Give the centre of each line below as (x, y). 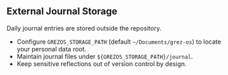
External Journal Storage (62, 11)
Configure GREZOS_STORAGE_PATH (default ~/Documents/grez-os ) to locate (119, 42)
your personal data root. (51, 49)
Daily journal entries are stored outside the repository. (84, 28)
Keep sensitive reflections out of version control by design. (101, 64)
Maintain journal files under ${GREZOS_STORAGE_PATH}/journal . (105, 56)
